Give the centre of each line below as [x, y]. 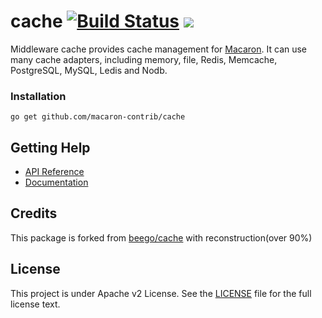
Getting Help [50, 147]
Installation [38, 96]
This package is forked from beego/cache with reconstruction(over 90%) [161, 237]
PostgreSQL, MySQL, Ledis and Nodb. [89, 70]
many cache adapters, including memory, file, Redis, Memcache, [144, 59]
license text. [35, 304]
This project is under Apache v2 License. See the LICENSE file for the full [161, 293]
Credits [34, 213]
